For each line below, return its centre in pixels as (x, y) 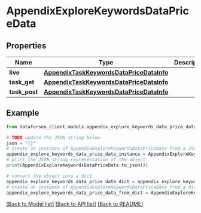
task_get (22, 82)
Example (23, 113)
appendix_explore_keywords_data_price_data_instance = (76, 154)
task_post (24, 92)
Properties (26, 46)
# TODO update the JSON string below (53, 138)
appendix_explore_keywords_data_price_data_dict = (71, 181)
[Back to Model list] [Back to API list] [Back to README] (75, 204)
